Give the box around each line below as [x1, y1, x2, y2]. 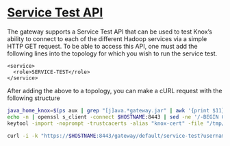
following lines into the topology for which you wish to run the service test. [7, 49, 218, 58]
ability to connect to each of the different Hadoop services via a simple [7, 34, 207, 42]
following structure [7, 94, 60, 102]
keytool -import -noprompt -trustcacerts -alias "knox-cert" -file [7, 120, 204, 127]
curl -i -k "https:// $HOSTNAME [7, 132, 97, 139]
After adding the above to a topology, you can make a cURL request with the [7, 86, 222, 95]
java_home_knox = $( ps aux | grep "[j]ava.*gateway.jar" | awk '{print [7, 107, 210, 114]
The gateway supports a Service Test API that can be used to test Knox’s [7, 27, 212, 36]
